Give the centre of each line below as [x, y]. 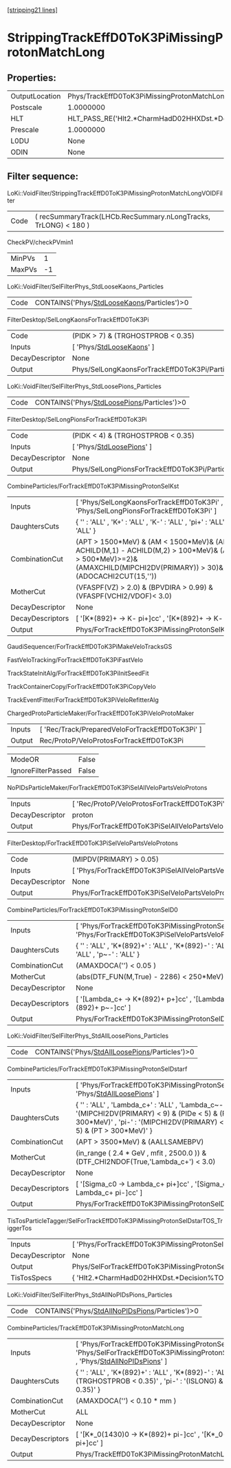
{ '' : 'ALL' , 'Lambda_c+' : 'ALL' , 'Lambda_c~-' [150, 1105]
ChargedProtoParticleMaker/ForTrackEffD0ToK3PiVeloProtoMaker [101, 713]
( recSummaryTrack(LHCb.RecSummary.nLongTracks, [123, 216]
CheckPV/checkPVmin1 [40, 242]
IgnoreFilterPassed [41, 770]
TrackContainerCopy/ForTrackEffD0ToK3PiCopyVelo [81, 686]
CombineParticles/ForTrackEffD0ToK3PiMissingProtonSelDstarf [97, 1069]
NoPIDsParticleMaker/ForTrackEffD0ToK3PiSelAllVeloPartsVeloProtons [107, 787]
